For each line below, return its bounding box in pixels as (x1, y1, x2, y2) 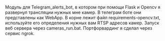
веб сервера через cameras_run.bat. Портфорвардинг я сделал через (5, 25, 153, 31)
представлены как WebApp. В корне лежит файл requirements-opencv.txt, (5, 15, 161, 20)
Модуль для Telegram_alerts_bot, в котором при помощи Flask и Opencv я (5, 4, 161, 10)
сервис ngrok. (5, 31, 35, 36)
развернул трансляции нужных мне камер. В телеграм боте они (5, 9, 142, 15)
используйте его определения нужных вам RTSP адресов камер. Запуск (5, 20, 160, 26)
